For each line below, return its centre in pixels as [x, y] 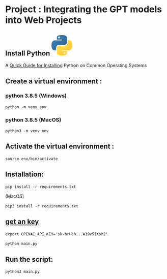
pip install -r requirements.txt [41, 187]
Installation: [25, 175]
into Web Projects [44, 20]
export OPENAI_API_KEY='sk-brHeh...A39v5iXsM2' [57, 234]
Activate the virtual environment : [60, 147]
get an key [22, 222]
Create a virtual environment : [54, 82]
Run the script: [29, 259]
